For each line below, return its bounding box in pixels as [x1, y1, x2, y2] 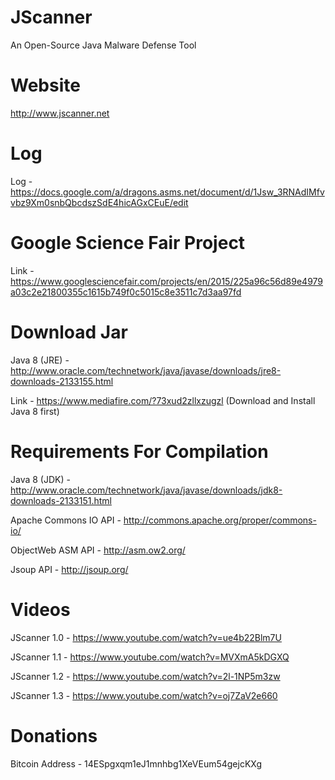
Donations [10, 724, 98, 747]
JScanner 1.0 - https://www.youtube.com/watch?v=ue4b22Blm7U [10, 631, 282, 643]
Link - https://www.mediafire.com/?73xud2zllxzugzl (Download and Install [10, 394, 316, 406]
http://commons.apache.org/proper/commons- [123, 514, 317, 526]
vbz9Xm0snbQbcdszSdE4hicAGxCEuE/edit [10, 196, 189, 208]
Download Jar [10, 321, 128, 343]
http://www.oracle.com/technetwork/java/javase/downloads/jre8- [10, 364, 282, 376]
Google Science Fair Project [10, 232, 246, 254]
